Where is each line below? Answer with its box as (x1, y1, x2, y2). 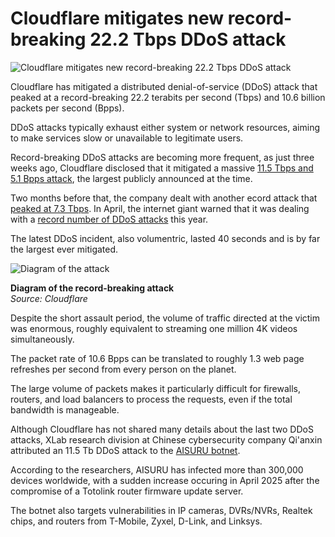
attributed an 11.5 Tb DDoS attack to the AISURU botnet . (10, 444, 241, 456)
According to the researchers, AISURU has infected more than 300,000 (10, 463, 304, 476)
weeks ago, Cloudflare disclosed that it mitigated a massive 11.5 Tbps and (10, 162, 314, 174)
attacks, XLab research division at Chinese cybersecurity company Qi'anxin (10, 433, 323, 446)
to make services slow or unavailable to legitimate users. (10, 132, 244, 144)
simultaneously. (10, 333, 75, 345)
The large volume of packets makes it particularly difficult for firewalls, (10, 382, 301, 394)
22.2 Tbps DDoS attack (89, 28, 287, 51)
